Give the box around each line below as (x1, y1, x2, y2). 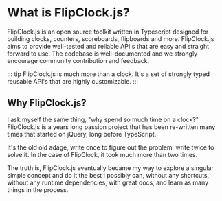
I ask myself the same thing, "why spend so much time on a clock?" (7, 115, 199, 123)
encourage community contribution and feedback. (7, 56, 150, 64)
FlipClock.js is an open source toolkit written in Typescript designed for (7, 27, 209, 36)
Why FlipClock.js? (7, 97, 87, 109)
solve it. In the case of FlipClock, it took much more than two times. (7, 150, 198, 158)
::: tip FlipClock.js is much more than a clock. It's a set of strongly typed (7, 70, 210, 78)
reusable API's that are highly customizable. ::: (7, 77, 139, 85)
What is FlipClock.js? (7, 5, 131, 21)
